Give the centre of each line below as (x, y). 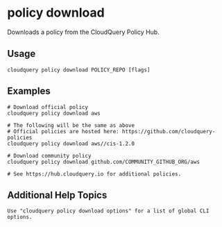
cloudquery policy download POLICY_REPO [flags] (79, 70)
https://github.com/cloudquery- (169, 131)
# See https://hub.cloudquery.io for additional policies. (94, 174)
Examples (29, 91)
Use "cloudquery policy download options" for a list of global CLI (108, 211)
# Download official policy (48, 107)
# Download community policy (49, 155)
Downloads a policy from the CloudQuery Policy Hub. (83, 32)
